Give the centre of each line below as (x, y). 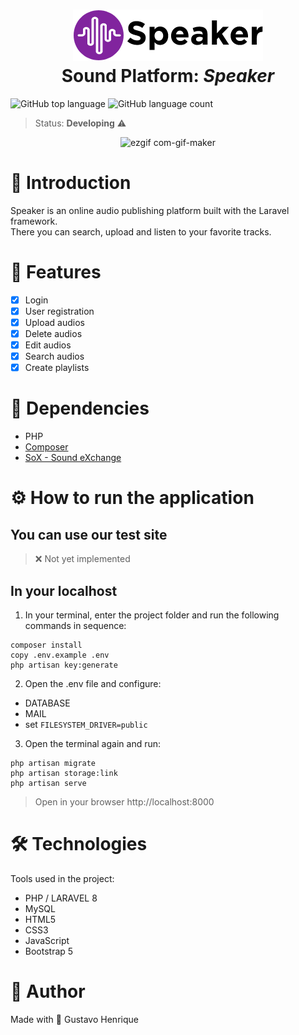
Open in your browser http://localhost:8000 (124, 802)
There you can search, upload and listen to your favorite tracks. (141, 231)
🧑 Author (48, 991)
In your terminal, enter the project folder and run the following (152, 615)
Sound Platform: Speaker (168, 76)
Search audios (54, 356)
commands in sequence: (75, 625)
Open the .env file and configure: (93, 683)
